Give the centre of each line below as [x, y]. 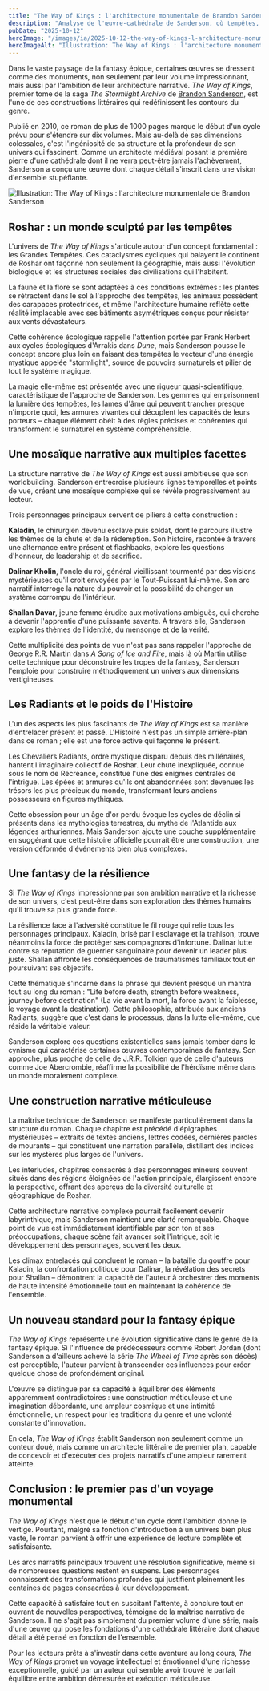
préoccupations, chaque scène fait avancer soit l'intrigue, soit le [114, 1236]
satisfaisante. [30, 1546]
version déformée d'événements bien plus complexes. [98, 848]
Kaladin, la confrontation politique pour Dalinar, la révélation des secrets [127, 1269]
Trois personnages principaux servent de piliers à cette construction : [123, 515]
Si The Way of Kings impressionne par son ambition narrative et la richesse [132, 893]
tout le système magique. [50, 370]
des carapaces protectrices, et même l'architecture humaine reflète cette [129, 304]
